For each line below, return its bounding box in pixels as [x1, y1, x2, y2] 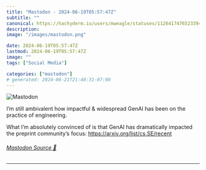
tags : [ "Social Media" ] [6, 59, 67, 66]
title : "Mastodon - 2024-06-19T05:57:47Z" [6, 9, 116, 15]
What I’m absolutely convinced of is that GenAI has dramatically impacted [6, 124, 193, 131]
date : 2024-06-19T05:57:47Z [6, 43, 78, 49]
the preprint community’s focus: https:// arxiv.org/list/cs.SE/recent [6, 130, 172, 138]
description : [6, 26, 40, 32]
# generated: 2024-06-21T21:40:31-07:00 [6, 76, 112, 83]
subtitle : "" [6, 15, 40, 21]
